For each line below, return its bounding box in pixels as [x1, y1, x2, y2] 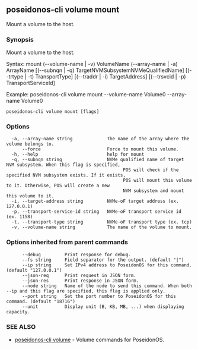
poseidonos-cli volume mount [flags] [6, 109, 100, 115]
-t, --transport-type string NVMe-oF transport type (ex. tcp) [11, 219, 193, 225]
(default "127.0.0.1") [6, 267, 62, 273]
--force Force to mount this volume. [21, 146, 179, 152]
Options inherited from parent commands [6, 238, 129, 246]
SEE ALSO [6, 322, 36, 331]
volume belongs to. [6, 141, 55, 147]
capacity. [6, 309, 31, 315]
